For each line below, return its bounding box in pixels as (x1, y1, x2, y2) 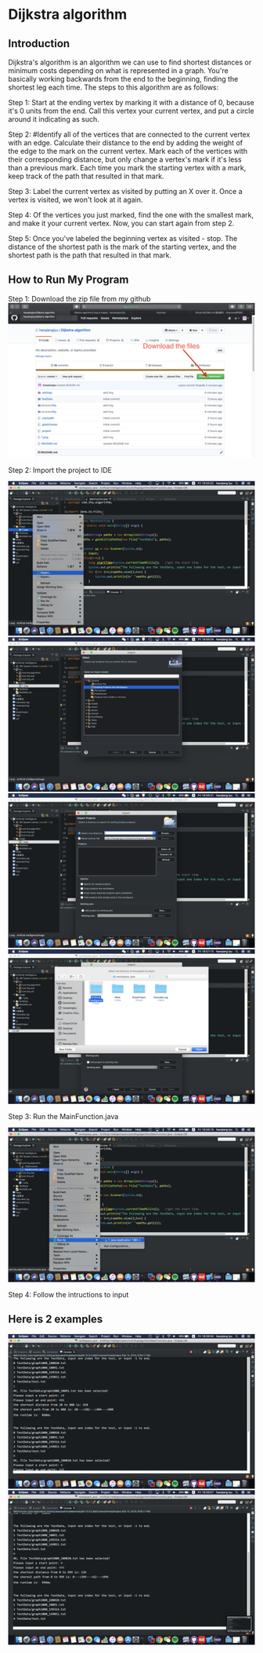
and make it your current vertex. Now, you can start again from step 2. (8, 218, 235, 228)
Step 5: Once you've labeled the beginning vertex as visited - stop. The (8, 234, 238, 243)
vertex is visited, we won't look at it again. (8, 195, 143, 204)
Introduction (8, 37, 70, 50)
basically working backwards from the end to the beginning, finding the (8, 75, 239, 83)
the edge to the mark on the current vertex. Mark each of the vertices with (8, 147, 248, 155)
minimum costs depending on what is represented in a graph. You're (8, 66, 229, 75)
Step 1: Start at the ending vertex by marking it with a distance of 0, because (8, 98, 254, 107)
